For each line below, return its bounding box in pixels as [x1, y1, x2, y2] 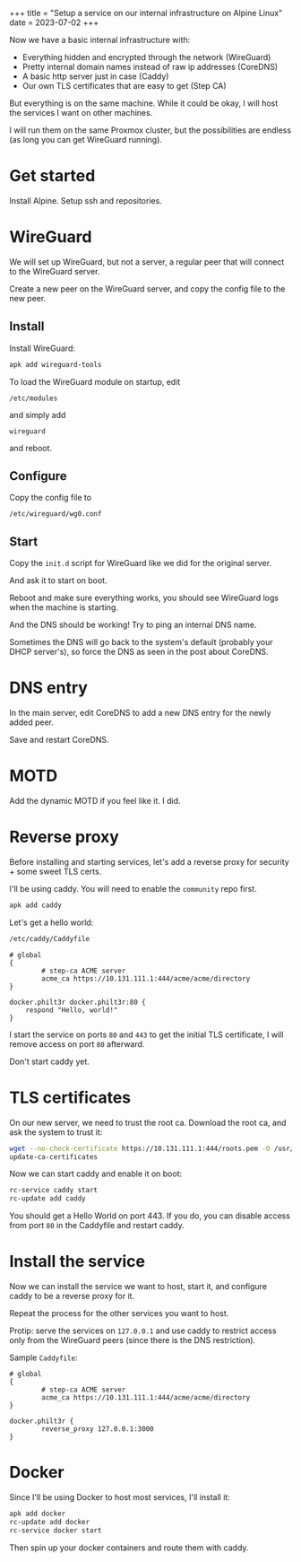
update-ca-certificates [9, 1152, 99, 1161]
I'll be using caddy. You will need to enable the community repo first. [9, 884, 257, 894]
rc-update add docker [9, 1517, 90, 1526]
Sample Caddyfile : [9, 1352, 78, 1363]
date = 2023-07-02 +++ [9, 17, 99, 28]
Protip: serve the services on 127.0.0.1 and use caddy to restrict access [9, 1325, 277, 1336]
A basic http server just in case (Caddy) [21, 71, 169, 82]
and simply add [9, 409, 66, 420]
